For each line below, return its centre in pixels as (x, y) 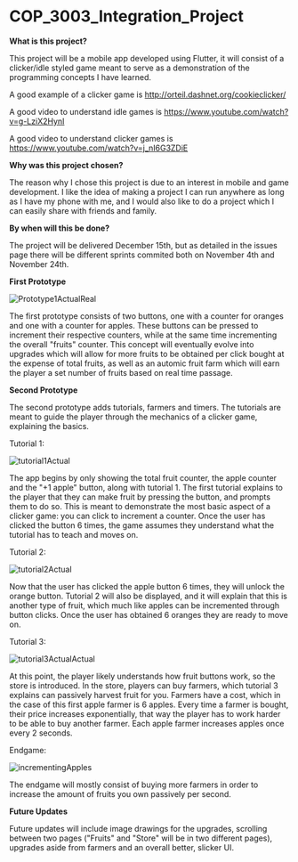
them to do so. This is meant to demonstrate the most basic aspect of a (140, 506)
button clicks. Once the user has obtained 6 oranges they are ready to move (149, 614)
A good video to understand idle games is (86, 111)
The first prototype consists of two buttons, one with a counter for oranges (147, 316)
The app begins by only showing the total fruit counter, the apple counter (143, 477)
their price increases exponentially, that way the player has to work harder (145, 713)
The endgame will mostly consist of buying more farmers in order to (134, 785)
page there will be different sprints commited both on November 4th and (142, 255)
